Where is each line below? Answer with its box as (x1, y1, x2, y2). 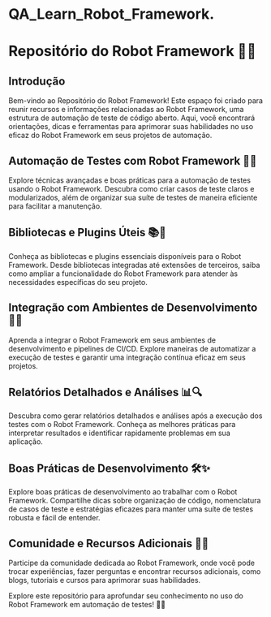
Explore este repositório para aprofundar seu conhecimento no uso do (8, 591, 243, 601)
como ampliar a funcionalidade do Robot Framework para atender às (8, 269, 238, 278)
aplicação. (8, 437, 43, 447)
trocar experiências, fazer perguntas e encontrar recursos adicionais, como (8, 567, 261, 576)
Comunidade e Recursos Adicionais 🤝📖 (8, 537, 209, 550)
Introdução (8, 74, 66, 88)
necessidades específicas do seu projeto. (8, 277, 148, 287)
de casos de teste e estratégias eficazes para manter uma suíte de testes (8, 504, 254, 514)
